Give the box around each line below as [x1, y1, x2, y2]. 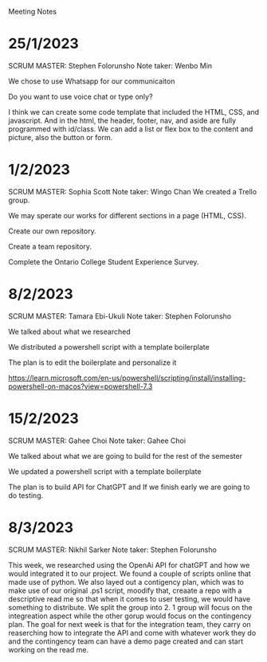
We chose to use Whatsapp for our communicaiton [8, 76, 175, 86]
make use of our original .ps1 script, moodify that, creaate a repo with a [8, 586, 242, 595]
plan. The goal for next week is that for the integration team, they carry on [8, 619, 251, 629]
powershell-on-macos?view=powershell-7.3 [8, 382, 153, 391]
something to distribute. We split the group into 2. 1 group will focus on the [8, 602, 253, 612]
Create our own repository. [8, 226, 97, 236]
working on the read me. [8, 644, 89, 654]
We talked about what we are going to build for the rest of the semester [8, 451, 243, 460]
